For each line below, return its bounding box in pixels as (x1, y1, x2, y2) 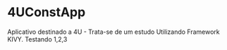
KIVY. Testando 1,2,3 (7, 35, 68, 43)
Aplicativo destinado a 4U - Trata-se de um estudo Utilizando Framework (7, 27, 220, 36)
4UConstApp (7, 4, 86, 20)
